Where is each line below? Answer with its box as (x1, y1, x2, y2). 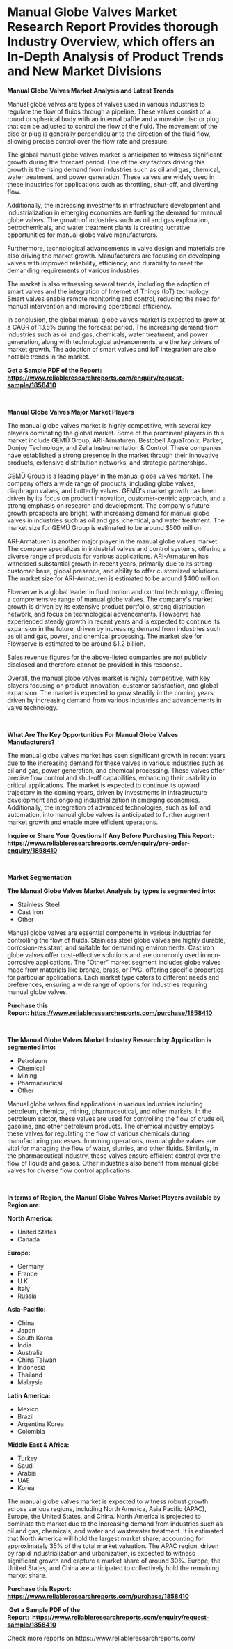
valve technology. (7, 703, 58, 711)
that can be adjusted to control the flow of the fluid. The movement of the (7, 122, 218, 130)
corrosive (7, 958, 35, 966)
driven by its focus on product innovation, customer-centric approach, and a (7, 494, 226, 502)
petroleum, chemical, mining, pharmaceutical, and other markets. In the (7, 1107, 212, 1115)
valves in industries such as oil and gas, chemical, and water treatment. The (7, 516, 225, 525)
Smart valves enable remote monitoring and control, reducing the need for (7, 294, 220, 303)
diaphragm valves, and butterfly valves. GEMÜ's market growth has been (7, 486, 217, 495)
